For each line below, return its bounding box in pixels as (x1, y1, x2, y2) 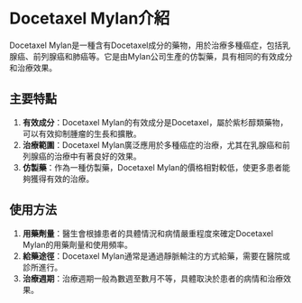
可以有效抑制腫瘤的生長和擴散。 (22, 128, 142, 139)
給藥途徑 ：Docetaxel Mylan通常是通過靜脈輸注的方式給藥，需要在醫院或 (22, 250, 290, 262)
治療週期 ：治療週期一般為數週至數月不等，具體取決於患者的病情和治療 (22, 272, 284, 284)
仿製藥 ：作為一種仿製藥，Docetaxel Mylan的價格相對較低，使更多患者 (22, 161, 282, 172)
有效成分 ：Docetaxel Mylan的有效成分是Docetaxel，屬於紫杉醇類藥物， (22, 116, 288, 127)
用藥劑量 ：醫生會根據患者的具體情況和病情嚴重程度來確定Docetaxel (22, 227, 273, 239)
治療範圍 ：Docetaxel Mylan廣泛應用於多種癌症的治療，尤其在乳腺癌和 (22, 139, 282, 150)
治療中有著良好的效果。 (53, 151, 142, 161)
